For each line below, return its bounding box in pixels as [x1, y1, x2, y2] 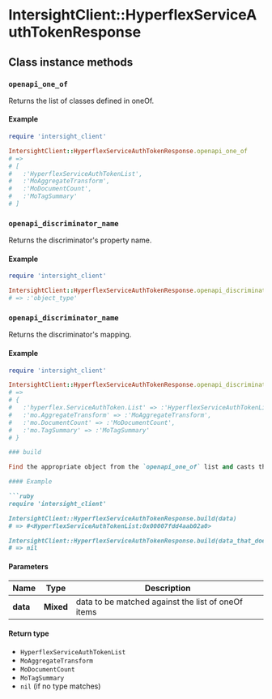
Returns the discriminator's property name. [8, 235, 152, 245]
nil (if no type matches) [19, 681, 101, 691]
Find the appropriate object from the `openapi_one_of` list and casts [8, 463, 255, 471]
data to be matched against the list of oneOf [75, 596, 243, 607]
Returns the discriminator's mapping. [8, 330, 132, 340]
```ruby [8, 492, 35, 500]
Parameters [8, 561, 49, 571]
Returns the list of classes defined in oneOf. [8, 96, 155, 105]
